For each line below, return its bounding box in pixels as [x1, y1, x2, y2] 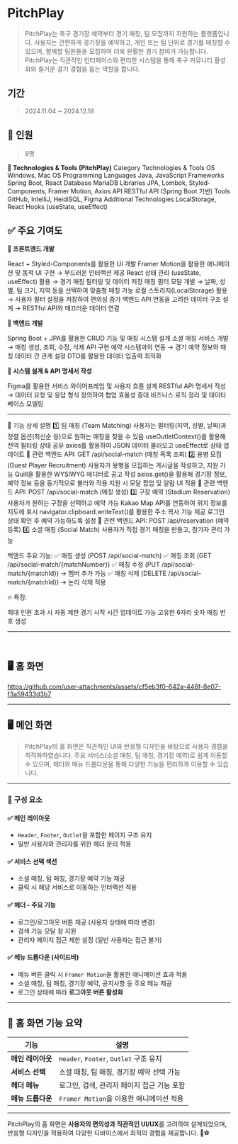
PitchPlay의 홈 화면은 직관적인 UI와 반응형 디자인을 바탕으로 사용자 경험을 [24, 742, 229, 750]
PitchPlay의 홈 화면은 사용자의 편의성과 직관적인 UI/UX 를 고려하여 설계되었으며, [7, 1119, 227, 1128]
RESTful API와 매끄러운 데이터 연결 [22, 304, 120, 312]
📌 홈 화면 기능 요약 [7, 1017, 83, 1029]
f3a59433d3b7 [7, 690, 52, 698]
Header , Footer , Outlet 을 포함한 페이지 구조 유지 [17, 831, 152, 839]
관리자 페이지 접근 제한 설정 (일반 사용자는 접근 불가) [17, 935, 162, 944]
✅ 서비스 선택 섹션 [7, 857, 57, 866]
